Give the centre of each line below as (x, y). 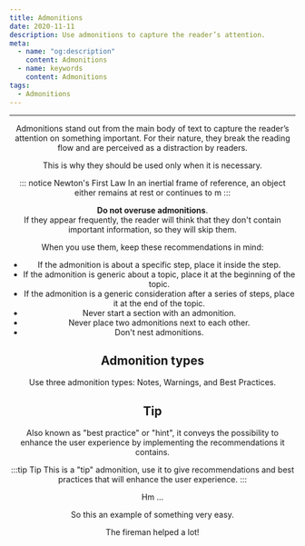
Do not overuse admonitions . (152, 210)
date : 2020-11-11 (42, 26)
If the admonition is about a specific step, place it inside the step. (159, 264)
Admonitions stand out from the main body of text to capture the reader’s (152, 128)
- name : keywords (50, 69)
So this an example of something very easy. (152, 515)
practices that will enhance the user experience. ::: (152, 480)
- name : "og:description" (67, 52)
